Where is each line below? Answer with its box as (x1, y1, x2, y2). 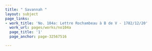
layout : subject (5, 12, 38, 17)
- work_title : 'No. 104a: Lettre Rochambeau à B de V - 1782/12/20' (5, 20, 148, 26)
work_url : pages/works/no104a (9, 25, 71, 30)
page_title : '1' (9, 30, 43, 34)
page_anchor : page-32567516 (9, 34, 67, 39)
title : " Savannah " (5, 7, 48, 12)
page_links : (5, 16, 29, 21)
